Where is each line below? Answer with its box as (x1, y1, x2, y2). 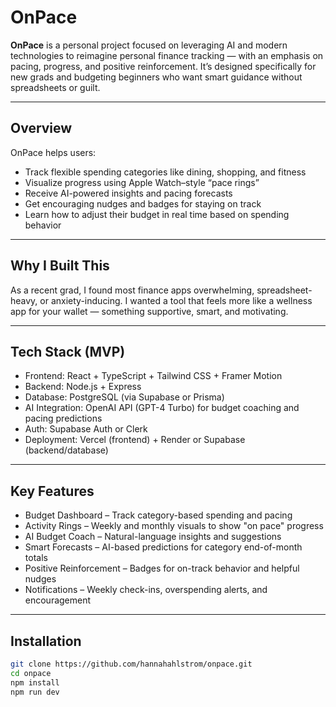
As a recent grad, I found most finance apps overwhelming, (10, 284, 255, 296)
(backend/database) (24, 444, 109, 456)
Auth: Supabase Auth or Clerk (24, 423, 148, 435)
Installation (10, 632, 82, 650)
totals (24, 552, 48, 564)
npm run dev (10, 687, 60, 697)
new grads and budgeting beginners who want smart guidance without (10, 71, 303, 83)
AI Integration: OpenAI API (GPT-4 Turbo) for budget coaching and (24, 402, 300, 414)
